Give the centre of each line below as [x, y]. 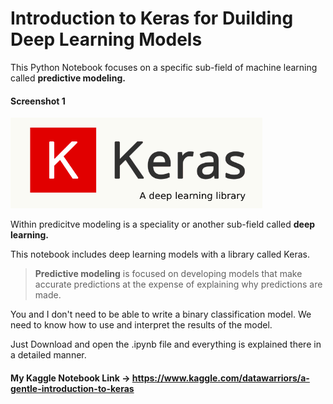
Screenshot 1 [38, 101]
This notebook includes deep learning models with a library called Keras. [160, 254]
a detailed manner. [48, 355]
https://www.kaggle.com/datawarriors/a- [220, 378]
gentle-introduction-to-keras [72, 389]
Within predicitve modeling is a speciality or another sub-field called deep [163, 224]
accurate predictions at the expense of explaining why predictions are [178, 284]
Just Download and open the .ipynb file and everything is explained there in [166, 344]
